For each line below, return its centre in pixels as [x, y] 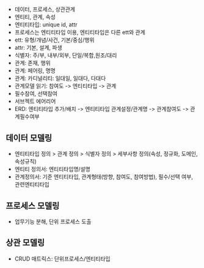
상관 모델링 [25, 243]
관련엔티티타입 [32, 185]
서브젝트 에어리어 [35, 101]
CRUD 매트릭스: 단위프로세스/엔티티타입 [62, 258]
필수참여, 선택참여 [36, 94]
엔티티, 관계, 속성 [35, 17]
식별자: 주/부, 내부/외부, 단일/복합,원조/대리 [66, 55]
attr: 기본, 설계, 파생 [38, 48]
